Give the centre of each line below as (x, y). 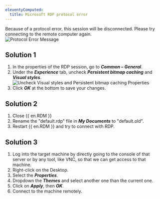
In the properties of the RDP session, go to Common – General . (78, 67)
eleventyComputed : (24, 10)
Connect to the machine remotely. (47, 191)
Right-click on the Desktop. (40, 170)
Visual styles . (27, 77)
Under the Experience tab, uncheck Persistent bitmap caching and (82, 72)
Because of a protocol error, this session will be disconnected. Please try (80, 28)
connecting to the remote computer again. (49, 34)
